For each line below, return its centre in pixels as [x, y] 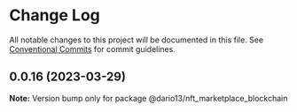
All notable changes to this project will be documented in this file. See [137, 40]
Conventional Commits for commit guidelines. [92, 49]
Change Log [55, 15]
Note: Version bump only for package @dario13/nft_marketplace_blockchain [148, 98]
